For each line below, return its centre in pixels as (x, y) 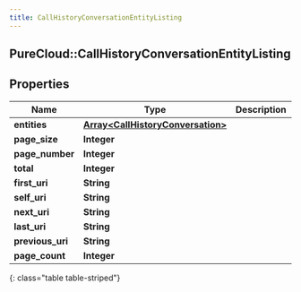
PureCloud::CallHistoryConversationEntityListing (150, 54)
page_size (36, 139)
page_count (39, 255)
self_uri (30, 197)
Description (261, 109)
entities (30, 125)
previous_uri (41, 241)
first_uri (31, 183)
